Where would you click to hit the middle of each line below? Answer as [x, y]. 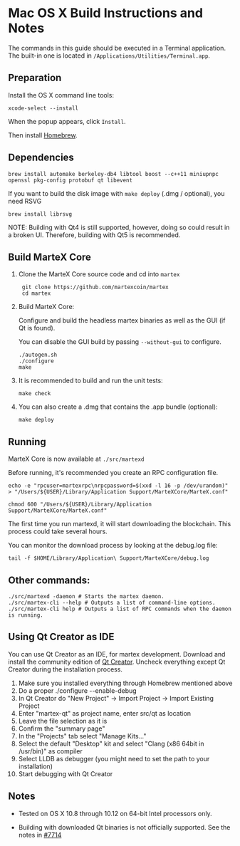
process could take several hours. [58, 531]
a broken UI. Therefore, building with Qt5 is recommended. [94, 235]
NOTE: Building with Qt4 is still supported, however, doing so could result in [119, 227]
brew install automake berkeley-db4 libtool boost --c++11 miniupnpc [114, 174]
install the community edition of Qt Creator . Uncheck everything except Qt [117, 662]
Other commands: [49, 580]
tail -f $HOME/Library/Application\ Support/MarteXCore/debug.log [109, 558]
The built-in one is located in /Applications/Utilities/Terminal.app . [109, 56]
